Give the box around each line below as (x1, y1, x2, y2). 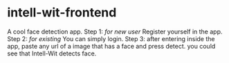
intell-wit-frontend (7, 5, 117, 21)
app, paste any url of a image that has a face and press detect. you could (7, 42, 216, 50)
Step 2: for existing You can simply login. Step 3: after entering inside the (7, 34, 215, 42)
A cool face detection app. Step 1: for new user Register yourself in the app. (7, 27, 223, 36)
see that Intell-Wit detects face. (7, 49, 97, 58)
